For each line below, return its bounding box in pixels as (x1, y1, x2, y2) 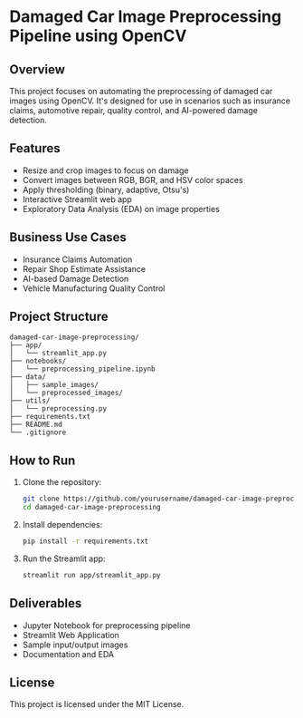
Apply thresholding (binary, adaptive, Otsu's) (22, 184, 190, 195)
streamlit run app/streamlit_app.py (22, 570, 161, 579)
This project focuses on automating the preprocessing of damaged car (9, 86, 273, 96)
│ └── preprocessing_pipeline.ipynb (9, 364, 156, 374)
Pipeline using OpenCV (9, 25, 187, 46)
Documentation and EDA (22, 648, 115, 659)
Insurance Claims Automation (22, 254, 133, 265)
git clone (22, 494, 61, 504)
